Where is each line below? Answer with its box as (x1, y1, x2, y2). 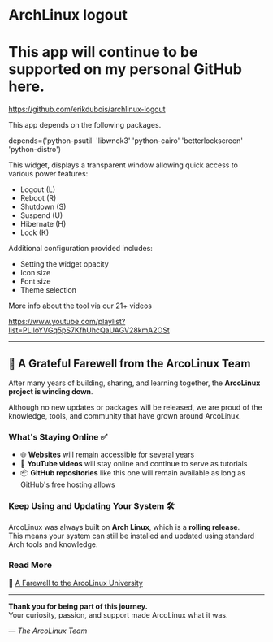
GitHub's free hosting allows (19, 479, 115, 489)
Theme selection (19, 285, 77, 295)
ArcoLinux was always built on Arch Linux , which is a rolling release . (8, 522, 240, 531)
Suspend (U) (19, 210, 63, 220)
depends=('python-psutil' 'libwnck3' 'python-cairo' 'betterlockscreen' (8, 136, 244, 145)
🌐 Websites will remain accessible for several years (19, 449, 195, 460)
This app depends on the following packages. (8, 120, 162, 130)
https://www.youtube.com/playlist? (8, 317, 126, 327)
